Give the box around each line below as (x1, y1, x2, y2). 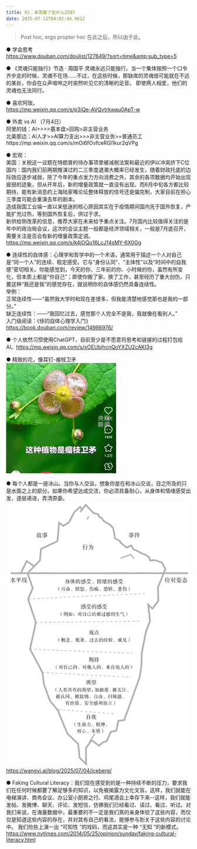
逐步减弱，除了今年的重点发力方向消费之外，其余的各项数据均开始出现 (21, 174, 191, 181)
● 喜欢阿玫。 (6, 99, 38, 106)
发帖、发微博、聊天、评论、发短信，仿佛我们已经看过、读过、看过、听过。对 (6, 801, 191, 808)
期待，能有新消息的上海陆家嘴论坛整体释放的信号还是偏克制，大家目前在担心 (6, 188, 191, 195)
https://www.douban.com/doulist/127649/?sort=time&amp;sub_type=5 (6, 52, 177, 59)
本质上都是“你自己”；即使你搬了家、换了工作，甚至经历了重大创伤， (21, 273, 186, 280)
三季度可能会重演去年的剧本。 (6, 195, 78, 202)
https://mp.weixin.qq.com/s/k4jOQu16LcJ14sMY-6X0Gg (6, 239, 142, 246)
